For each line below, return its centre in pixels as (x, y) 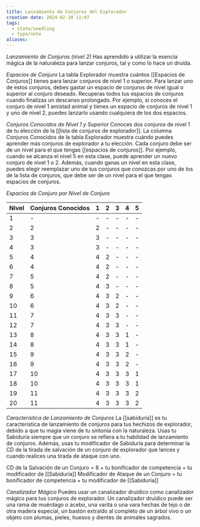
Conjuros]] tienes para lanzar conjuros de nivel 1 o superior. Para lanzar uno (100, 81)
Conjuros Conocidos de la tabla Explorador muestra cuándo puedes (90, 137)
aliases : (17, 40)
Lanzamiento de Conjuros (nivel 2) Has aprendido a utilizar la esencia (92, 57)
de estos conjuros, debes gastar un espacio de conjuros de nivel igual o (95, 87)
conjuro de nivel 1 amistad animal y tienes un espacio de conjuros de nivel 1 (99, 106)
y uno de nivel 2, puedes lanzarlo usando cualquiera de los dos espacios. (97, 113)
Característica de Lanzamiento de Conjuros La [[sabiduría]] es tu (87, 418)
